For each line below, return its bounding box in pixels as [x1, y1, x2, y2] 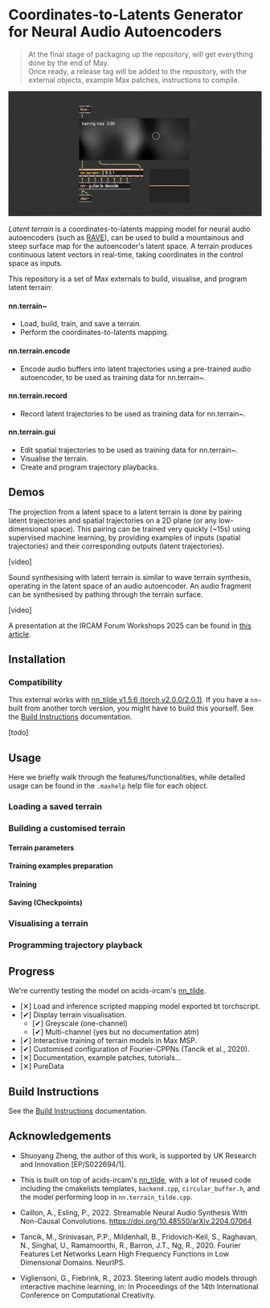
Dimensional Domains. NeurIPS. [19, 1257, 126, 1267]
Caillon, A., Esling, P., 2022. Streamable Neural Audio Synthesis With [19, 1207, 247, 1217]
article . [8, 629, 31, 639]
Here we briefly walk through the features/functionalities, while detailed [8, 772, 245, 782]
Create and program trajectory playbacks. [19, 462, 159, 472]
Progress [8, 964, 55, 978]
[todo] [8, 727, 29, 738]
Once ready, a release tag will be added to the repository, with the [27, 66, 247, 76]
